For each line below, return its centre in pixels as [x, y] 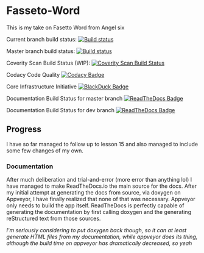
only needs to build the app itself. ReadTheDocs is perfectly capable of [95, 205]
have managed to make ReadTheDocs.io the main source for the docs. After [101, 186]
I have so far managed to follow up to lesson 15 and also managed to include [102, 144]
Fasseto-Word [43, 11]
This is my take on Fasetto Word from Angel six [65, 27]
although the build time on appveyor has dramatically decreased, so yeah [99, 243]
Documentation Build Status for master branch [65, 98]
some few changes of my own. [45, 151]
